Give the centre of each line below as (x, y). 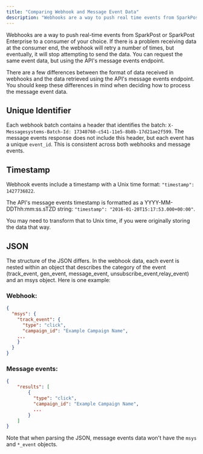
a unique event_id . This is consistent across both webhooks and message (98, 144)
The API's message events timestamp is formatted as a (75, 203)
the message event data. (37, 91)
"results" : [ (34, 387)
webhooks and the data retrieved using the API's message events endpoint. (100, 79)
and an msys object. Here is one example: (58, 280)
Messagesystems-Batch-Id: (39, 132)
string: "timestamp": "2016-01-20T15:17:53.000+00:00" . (126, 209)
